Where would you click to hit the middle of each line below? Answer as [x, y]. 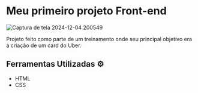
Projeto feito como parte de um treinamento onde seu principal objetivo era [99, 39]
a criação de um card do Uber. [44, 45]
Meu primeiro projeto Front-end [86, 11]
